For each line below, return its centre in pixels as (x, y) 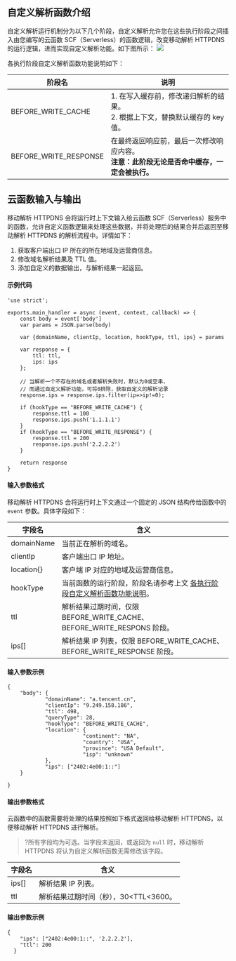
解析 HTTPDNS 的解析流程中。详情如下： (73, 235)
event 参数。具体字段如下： (47, 511)
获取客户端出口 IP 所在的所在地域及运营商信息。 (87, 250)
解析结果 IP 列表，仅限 (99, 641)
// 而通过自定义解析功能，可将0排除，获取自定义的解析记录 (94, 389)
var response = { (45, 350)
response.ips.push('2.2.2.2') (77, 444)
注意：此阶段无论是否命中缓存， (163, 161)
